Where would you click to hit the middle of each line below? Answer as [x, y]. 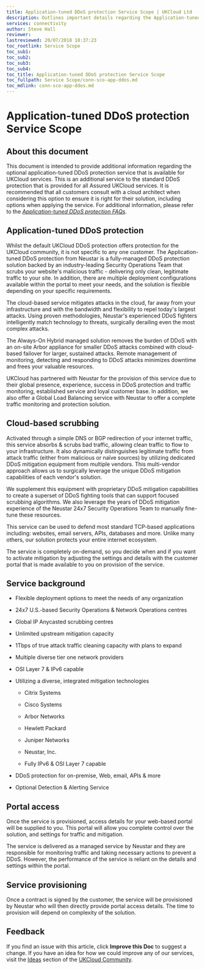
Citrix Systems [42, 693]
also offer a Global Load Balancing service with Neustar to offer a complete [101, 397]
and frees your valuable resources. [50, 366]
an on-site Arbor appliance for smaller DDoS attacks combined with [91, 347]
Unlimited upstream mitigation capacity [64, 634]
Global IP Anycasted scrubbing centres [64, 622]
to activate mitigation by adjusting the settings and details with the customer [102, 558]
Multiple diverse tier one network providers [69, 658]
